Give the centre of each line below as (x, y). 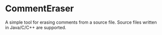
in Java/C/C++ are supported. (36, 27)
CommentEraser (40, 9)
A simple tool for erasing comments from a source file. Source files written (81, 22)
